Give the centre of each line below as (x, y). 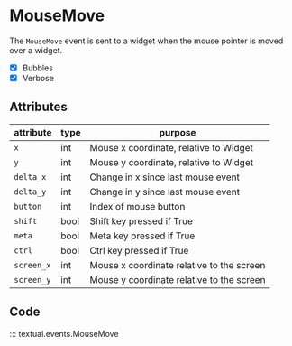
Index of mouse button (137, 206)
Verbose (38, 78)
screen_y (32, 280)
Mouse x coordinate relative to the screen (178, 265)
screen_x (32, 265)
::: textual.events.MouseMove (64, 333)
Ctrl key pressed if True (139, 250)
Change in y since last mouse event (165, 192)
